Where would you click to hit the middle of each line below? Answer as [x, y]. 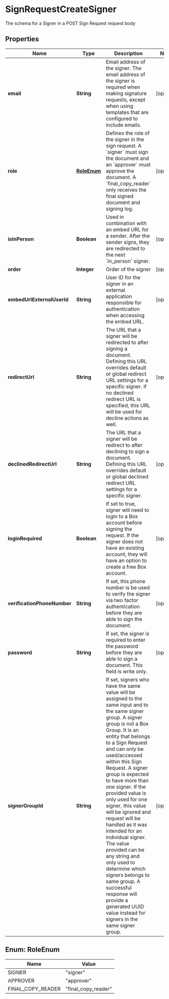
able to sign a [122, 659]
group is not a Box [127, 724]
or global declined [127, 477]
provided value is [126, 793]
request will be [123, 818]
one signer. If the [126, 787]
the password [122, 646]
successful [119, 888]
